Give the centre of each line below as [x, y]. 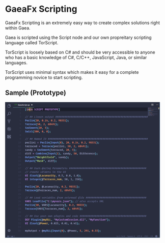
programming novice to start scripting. [44, 77]
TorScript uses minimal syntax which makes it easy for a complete [72, 72]
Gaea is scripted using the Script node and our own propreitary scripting [78, 37]
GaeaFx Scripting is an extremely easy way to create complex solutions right [82, 23]
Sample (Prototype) [36, 93]
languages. [16, 62]
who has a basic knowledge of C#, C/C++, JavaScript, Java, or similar [76, 57]
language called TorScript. [32, 42]
